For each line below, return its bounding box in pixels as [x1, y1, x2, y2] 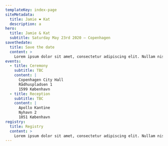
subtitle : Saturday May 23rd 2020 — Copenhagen [9, 36, 111, 41]
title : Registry [9, 124, 43, 129]
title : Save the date [9, 45, 55, 50]
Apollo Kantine [18, 105, 50, 110]
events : [5, 59, 21, 64]
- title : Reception [9, 91, 50, 96]
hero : [5, 26, 16, 31]
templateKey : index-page [5, 7, 57, 13]
